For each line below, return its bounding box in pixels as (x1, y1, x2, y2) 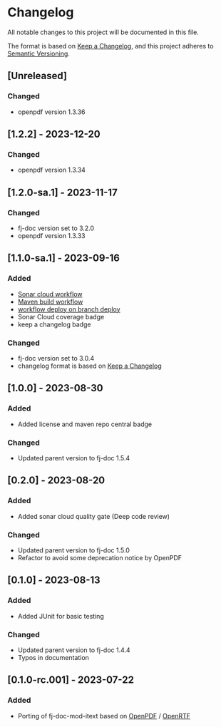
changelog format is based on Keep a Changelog (17, 361, 162, 370)
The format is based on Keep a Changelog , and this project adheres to (7, 41, 214, 50)
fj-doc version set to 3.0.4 (17, 354, 95, 362)
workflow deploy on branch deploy (17, 304, 120, 314)
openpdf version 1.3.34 (17, 165, 86, 175)
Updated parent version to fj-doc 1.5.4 (17, 453, 130, 462)
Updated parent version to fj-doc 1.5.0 (17, 546, 130, 555)
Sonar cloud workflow (17, 289, 83, 298)
